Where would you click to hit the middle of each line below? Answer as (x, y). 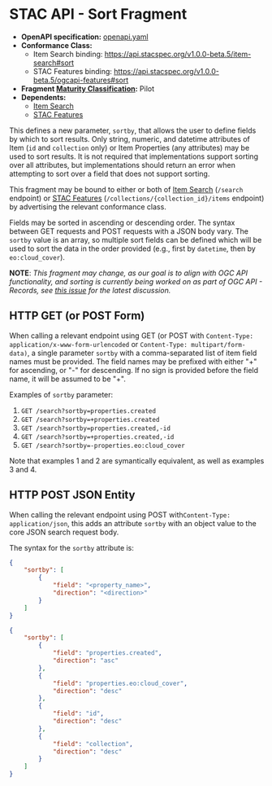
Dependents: (43, 97)
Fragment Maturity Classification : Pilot (88, 88)
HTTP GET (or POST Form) (77, 316)
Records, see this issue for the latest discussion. (90, 290)
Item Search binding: (68, 54)
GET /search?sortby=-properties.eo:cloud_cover (103, 446)
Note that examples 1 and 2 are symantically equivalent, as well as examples (137, 460)
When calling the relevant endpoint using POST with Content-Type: (120, 515)
